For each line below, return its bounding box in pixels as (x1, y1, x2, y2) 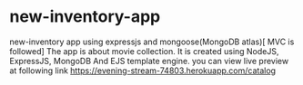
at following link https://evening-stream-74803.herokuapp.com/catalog (9, 65, 276, 76)
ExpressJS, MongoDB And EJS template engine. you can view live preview (9, 55, 289, 66)
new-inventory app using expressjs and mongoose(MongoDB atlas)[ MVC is (9, 36, 295, 47)
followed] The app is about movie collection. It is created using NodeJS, (9, 45, 279, 56)
